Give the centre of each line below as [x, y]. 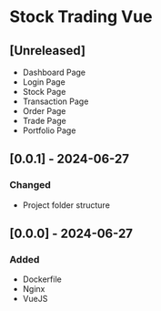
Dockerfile [42, 279]
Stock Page [44, 92]
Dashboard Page [54, 72]
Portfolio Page [49, 130]
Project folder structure [66, 205]
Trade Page [44, 121]
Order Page [44, 111]
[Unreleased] [48, 51]
